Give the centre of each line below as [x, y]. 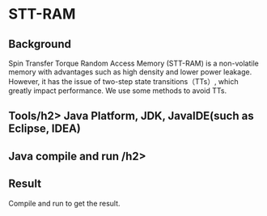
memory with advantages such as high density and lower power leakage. [130, 72]
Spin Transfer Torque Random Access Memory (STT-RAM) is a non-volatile [133, 63]
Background [40, 44]
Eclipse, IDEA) [44, 129]
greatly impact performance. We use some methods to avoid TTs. [118, 91]
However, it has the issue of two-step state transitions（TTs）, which [123, 81]
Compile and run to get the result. [64, 203]
